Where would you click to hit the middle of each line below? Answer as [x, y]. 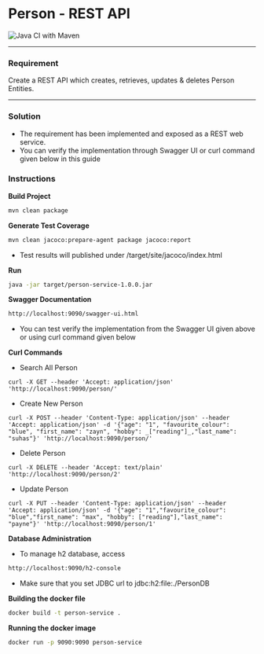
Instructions [32, 179]
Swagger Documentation [50, 299]
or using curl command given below [77, 337]
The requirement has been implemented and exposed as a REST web [131, 134]
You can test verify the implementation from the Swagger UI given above [137, 329]
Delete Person [42, 454]
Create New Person [51, 404]
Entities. [21, 89]
